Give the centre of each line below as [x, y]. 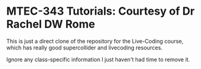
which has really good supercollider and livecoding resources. [85, 48]
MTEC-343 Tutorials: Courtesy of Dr [100, 11]
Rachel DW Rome [51, 24]
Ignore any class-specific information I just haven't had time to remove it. [98, 59]
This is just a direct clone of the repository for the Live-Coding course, [95, 41]
